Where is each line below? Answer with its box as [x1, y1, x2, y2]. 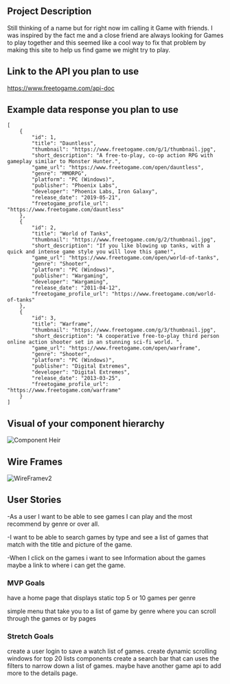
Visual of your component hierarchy [7, 418, 165, 429]
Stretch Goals [7, 632, 54, 641]
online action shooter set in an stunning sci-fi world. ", [7, 339, 183, 346]
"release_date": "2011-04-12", [32, 285, 122, 292]
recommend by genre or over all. [7, 520, 100, 528]
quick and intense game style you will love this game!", [7, 248, 176, 255]
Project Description [7, 6, 92, 17]
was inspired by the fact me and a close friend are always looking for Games [7, 31, 224, 39]
